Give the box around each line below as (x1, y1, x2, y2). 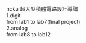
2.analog (6, 24, 28, 32)
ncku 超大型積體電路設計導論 (6, 5, 78, 12)
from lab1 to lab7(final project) (6, 19, 81, 25)
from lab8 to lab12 (6, 31, 51, 38)
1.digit (6, 12, 21, 19)
